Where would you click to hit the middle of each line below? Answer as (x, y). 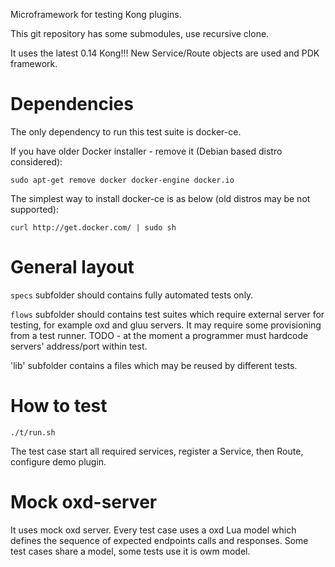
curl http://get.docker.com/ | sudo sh (93, 227)
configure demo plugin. (58, 461)
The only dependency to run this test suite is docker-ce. (126, 131)
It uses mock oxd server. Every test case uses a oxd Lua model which (153, 530)
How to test (59, 406)
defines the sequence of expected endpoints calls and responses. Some (159, 540)
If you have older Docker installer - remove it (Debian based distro (146, 151)
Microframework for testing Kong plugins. (96, 14)
